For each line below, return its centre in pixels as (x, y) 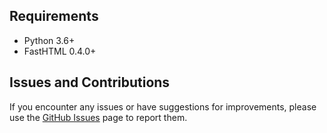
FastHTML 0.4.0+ (60, 51)
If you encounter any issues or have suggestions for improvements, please (163, 106)
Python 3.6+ (49, 40)
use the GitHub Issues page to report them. (98, 117)
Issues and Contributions (90, 82)
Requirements (54, 16)
